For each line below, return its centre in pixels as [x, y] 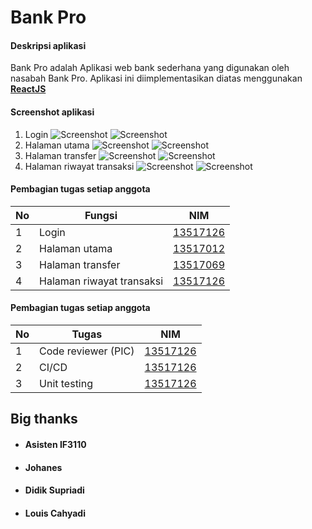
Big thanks [44, 419]
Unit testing [66, 383]
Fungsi [101, 215]
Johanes [43, 467]
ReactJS [28, 89]
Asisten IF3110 [55, 444]
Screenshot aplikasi [52, 112]
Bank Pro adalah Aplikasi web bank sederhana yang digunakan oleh [150, 68]
